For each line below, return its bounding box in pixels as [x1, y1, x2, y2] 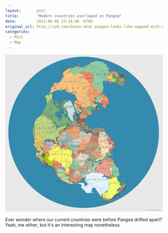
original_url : [5, 24, 35, 29]
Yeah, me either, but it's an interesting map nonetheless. [5, 221, 121, 228]
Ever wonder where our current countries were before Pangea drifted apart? [5, 216, 162, 222]
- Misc [9, 35, 23, 40]
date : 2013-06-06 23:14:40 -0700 [5, 19, 93, 24]
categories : [5, 29, 30, 35]
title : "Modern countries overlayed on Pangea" [5, 13, 122, 19]
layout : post [5, 8, 46, 13]
